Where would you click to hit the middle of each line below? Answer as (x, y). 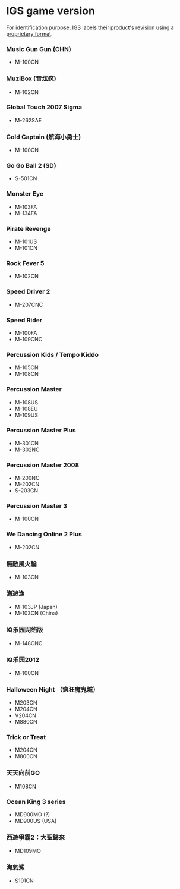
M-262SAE (28, 120)
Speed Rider (24, 320)
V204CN (26, 715)
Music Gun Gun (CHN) (39, 49)
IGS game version (50, 11)
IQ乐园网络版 (25, 630)
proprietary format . (29, 33)
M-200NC (27, 478)
